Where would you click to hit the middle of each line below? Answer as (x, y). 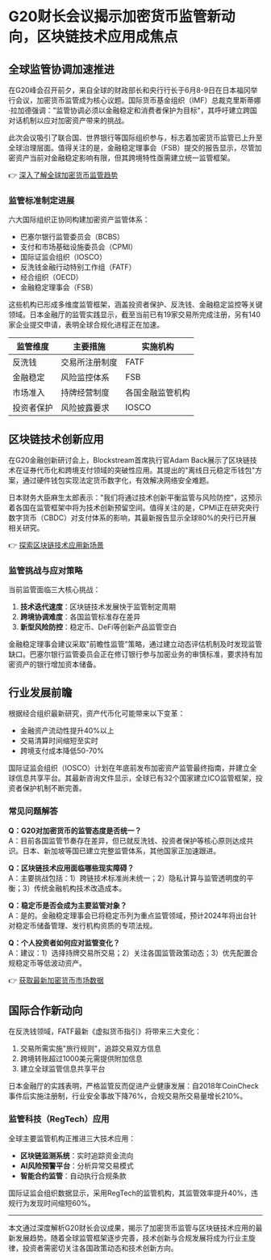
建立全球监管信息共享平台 (63, 1069)
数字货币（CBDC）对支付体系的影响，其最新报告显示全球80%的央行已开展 (132, 518)
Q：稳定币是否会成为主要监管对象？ (68, 905)
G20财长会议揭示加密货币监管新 (115, 17)
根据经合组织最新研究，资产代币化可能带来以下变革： (97, 713)
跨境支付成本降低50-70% (62, 751)
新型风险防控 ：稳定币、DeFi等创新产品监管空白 (98, 627)
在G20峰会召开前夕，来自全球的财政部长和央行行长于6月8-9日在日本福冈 (130, 90)
